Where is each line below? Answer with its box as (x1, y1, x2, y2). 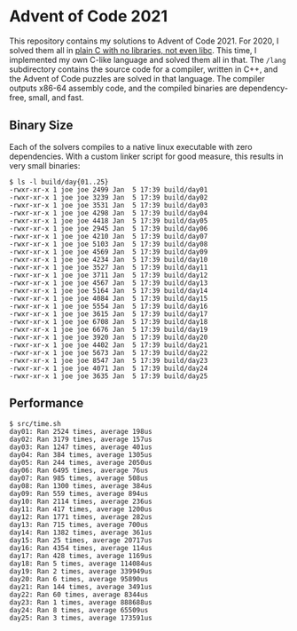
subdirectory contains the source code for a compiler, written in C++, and (9, 64, 278, 75)
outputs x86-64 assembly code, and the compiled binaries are (9, 83, 238, 93)
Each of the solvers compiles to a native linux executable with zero (9, 141, 253, 152)
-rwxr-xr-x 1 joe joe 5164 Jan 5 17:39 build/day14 (9, 286, 208, 295)
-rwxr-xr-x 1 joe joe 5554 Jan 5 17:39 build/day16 (9, 302, 208, 311)
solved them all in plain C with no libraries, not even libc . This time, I (9, 44, 257, 55)
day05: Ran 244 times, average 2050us (9, 458, 152, 467)
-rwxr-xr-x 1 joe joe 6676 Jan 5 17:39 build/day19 (9, 325, 208, 334)
